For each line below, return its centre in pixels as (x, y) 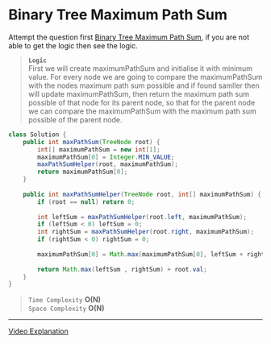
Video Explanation (38, 331)
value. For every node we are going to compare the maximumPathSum (145, 77)
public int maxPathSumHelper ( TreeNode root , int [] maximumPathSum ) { (142, 194)
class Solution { (38, 135)
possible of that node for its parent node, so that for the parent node (142, 102)
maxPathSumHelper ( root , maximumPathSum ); (108, 164)
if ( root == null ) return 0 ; (86, 202)
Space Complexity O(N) (66, 309)
